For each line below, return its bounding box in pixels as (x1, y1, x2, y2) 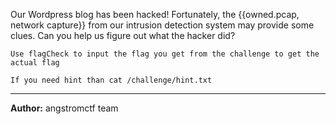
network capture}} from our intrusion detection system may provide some (10, 19, 315, 31)
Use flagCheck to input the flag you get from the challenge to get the (10, 49, 320, 59)
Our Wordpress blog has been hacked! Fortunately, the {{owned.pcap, (10, 9, 300, 20)
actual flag (10, 58, 60, 68)
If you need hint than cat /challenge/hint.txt (10, 75, 213, 85)
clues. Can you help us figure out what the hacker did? (10, 30, 236, 41)
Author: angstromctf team (10, 102, 119, 114)
